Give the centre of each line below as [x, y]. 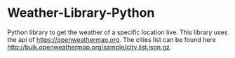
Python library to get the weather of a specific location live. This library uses [117, 32]
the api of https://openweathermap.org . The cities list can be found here [112, 39]
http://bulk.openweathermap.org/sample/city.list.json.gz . [89, 47]
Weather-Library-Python [81, 13]
